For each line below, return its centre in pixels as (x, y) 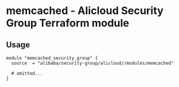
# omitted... (27, 74)
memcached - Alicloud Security (85, 11)
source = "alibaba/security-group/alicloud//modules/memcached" (93, 63)
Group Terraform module (68, 23)
